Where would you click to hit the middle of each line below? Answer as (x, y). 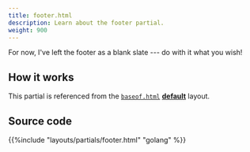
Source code (40, 121)
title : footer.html (40, 15)
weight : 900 (28, 30)
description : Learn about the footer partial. (86, 23)
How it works (41, 77)
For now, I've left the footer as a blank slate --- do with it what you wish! (125, 53)
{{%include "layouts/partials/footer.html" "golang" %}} (97, 140)
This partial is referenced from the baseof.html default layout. (109, 96)
